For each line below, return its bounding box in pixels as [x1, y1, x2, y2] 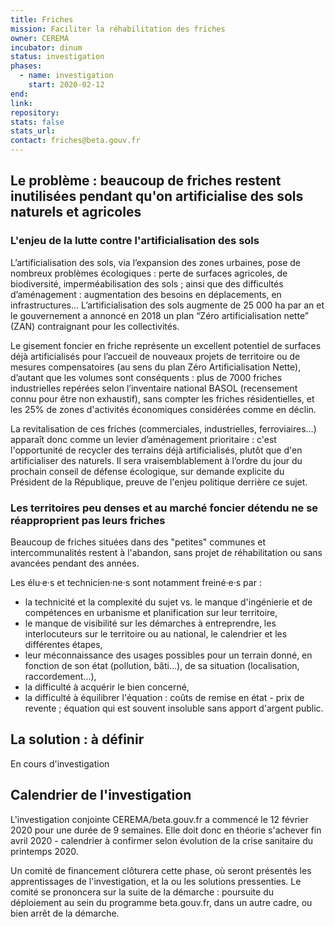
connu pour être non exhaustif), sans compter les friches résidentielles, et [10, 392, 315, 405]
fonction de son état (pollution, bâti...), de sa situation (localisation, [24, 659, 300, 671]
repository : [10, 107, 60, 118]
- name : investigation [19, 71, 114, 81]
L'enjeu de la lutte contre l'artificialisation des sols [10, 234, 260, 248]
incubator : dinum [10, 42, 83, 53]
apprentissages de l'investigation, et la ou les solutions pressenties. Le [10, 875, 302, 887]
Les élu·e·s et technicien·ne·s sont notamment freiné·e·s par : [10, 576, 262, 588]
